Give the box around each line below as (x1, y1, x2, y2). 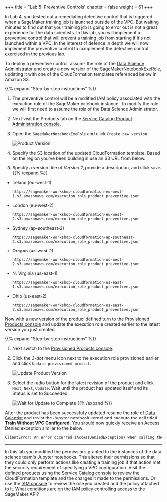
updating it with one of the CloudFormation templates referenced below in (5, 71, 157, 77)
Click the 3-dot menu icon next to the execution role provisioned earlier (12, 355, 159, 361)
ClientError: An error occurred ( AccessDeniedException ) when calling (5, 435, 155, 440)
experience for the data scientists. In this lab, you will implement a (5, 30, 141, 35)
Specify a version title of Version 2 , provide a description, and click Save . (12, 165, 162, 170)
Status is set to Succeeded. (12, 390, 69, 396)
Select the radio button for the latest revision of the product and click (12, 380, 154, 386)
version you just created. (5, 327, 56, 332)
